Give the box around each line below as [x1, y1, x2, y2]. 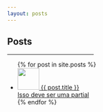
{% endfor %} [17, 98, 57, 106]
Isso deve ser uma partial [17, 91, 90, 99]
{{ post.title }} [40, 84, 79, 92]
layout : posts [7, 10, 48, 17]
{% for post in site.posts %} [17, 60, 97, 69]
